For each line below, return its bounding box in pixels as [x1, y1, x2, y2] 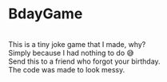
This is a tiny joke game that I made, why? [8, 39, 146, 49]
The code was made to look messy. [8, 64, 125, 74]
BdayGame [8, 5, 83, 23]
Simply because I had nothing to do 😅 [8, 48, 134, 57]
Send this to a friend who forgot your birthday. [8, 57, 161, 66]
